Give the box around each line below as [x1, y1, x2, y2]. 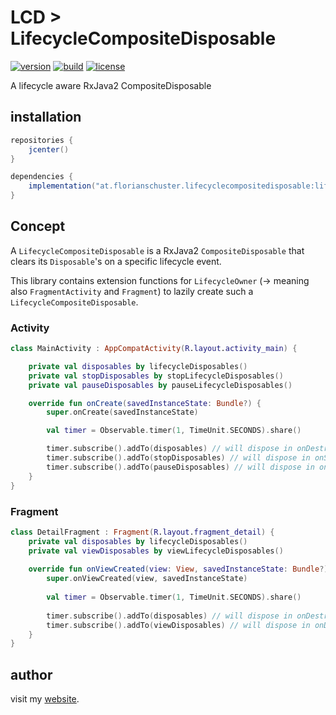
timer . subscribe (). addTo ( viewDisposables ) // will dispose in [46, 620, 311, 630]
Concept [10, 218, 66, 235]
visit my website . [10, 693, 80, 705]
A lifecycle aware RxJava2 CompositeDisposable [10, 79, 212, 91]
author [10, 666, 53, 683]
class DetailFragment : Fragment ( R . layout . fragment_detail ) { [10, 527, 275, 537]
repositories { [10, 135, 74, 145]
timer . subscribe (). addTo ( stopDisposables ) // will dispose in [46, 453, 311, 463]
